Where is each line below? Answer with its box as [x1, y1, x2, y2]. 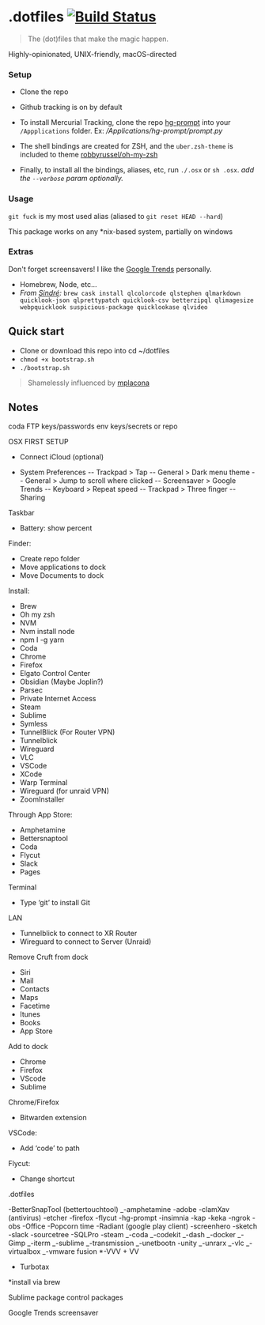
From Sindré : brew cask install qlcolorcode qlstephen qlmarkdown [19, 288, 241, 297]
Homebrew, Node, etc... [19, 279, 97, 289]
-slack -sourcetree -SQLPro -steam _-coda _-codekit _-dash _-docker [8, 1230, 236, 1240]
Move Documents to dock [19, 571, 104, 580]
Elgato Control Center [19, 669, 91, 678]
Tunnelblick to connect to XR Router [19, 929, 138, 938]
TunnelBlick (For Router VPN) [19, 727, 115, 737]
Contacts [19, 984, 50, 994]
